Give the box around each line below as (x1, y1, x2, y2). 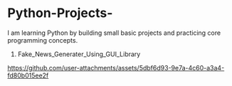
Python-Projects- (7, 5, 113, 21)
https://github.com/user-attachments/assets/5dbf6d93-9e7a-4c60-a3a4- (7, 63, 225, 72)
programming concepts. (7, 36, 78, 44)
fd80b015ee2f (7, 71, 49, 80)
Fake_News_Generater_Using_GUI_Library (17, 50, 141, 58)
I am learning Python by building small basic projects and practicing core (7, 28, 221, 37)
